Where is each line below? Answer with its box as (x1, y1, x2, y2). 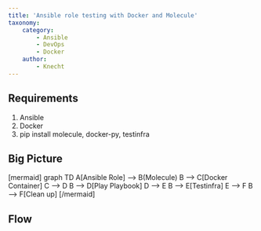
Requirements (8, 92, 78, 105)
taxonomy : (8, 19, 41, 27)
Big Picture (8, 152, 63, 165)
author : (22, 56, 47, 64)
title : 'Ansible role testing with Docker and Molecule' (8, 11, 198, 20)
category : (22, 26, 55, 34)
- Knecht (36, 63, 65, 71)
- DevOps (36, 41, 65, 49)
